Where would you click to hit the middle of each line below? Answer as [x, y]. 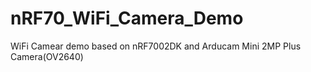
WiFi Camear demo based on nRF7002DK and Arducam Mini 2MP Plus [156, 46]
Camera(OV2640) [47, 56]
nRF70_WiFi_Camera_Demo [127, 18]
